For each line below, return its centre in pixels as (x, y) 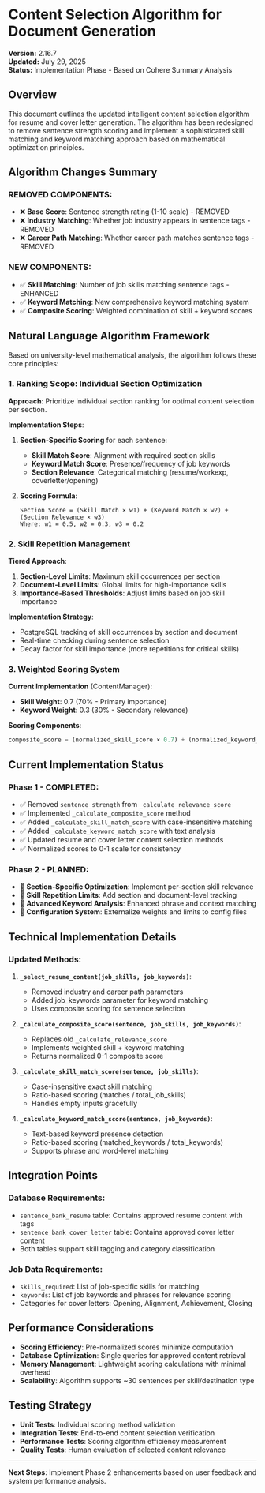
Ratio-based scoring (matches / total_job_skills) (109, 1094)
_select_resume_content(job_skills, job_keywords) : (105, 976)
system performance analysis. (57, 1480)
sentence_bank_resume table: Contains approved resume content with (131, 1215)
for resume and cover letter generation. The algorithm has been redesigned (131, 122)
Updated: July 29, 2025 (47, 62)
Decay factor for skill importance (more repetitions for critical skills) (129, 649)
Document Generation (82, 31)
